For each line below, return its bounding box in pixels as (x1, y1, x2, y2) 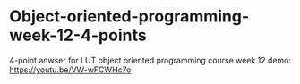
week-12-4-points (9, 25, 147, 46)
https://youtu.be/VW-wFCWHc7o (9, 64, 132, 75)
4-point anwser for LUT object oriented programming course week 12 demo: (9, 55, 292, 65)
